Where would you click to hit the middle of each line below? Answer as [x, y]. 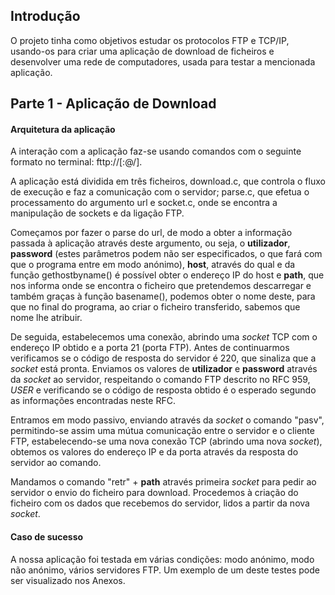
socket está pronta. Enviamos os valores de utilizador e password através [164, 369]
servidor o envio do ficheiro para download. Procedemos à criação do [154, 493]
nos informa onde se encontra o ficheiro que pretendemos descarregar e [161, 286]
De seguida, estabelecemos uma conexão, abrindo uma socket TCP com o [164, 337]
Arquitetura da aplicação [63, 129]
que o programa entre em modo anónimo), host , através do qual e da [153, 265]
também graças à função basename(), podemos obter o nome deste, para [163, 296]
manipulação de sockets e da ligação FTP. [97, 213]
